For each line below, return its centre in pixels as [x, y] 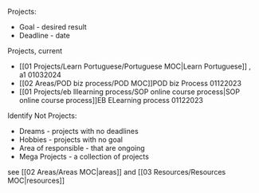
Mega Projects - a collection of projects [84, 156]
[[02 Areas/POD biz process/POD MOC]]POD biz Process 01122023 [130, 83]
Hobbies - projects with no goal [71, 140]
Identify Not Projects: [42, 116]
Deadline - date [45, 35]
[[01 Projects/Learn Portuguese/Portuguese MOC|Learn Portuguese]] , [135, 66]
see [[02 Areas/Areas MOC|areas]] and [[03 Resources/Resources [117, 172]
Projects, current [35, 51]
